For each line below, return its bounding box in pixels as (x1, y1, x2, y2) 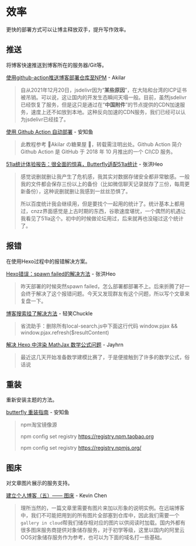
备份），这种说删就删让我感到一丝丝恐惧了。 (25, 187, 131, 194)
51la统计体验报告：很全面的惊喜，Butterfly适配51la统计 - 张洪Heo (6, 160, 163, 167)
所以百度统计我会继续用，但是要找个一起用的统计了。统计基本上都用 (20, 200, 185, 207)
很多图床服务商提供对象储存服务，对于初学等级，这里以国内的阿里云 (20, 527, 185, 534)
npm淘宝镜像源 (20, 421, 57, 429)
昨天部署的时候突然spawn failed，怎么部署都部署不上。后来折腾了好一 (20, 282, 190, 289)
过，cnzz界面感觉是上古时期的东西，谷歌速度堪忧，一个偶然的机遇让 (20, 207, 186, 214)
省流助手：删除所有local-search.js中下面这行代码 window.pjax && (20, 322, 178, 329)
